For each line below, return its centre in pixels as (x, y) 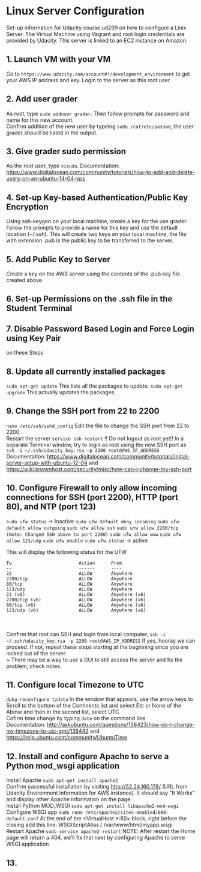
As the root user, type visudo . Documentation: (63, 166)
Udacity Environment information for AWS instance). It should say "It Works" (100, 793)
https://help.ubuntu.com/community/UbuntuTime (67, 738)
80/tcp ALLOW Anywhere (70, 584)
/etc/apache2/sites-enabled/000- (127, 813)
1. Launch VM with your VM (58, 59)
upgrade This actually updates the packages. (61, 392)
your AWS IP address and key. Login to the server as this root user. (89, 80)
